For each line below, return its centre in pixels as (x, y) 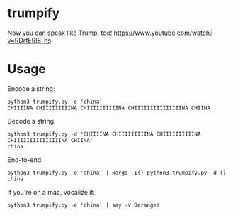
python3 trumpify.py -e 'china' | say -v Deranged (84, 205)
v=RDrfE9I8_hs (29, 40)
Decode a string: (32, 121)
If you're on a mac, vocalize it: (51, 192)
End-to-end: (25, 160)
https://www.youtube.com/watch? (163, 33)
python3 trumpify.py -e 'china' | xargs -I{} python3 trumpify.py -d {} (117, 173)
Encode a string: (31, 88)
